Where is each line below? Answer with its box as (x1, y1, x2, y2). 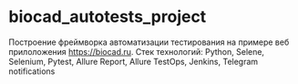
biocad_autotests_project (8, 6, 207, 27)
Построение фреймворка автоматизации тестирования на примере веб (8, 37, 290, 47)
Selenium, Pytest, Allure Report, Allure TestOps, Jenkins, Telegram (8, 56, 259, 67)
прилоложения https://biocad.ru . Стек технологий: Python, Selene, (8, 46, 265, 57)
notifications (8, 66, 56, 77)
